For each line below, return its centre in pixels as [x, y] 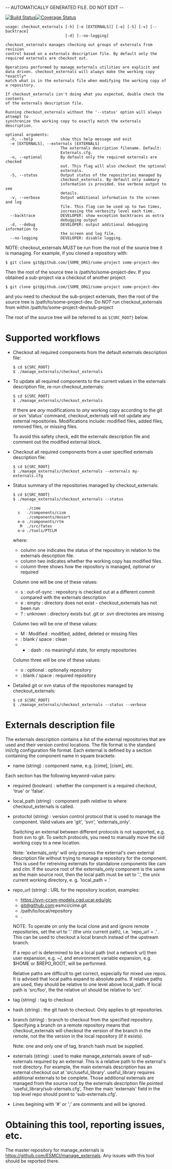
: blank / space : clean [44, 639]
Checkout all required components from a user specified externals [83, 452]
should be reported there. [32, 1161]
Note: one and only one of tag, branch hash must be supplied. [78, 1046]
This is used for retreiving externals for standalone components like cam [89, 863]
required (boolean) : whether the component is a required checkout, [84, 785]
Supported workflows [53, 338]
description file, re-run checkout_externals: [58, 386]
